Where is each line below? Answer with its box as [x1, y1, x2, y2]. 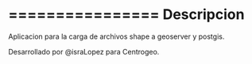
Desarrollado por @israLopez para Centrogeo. [8, 47, 160, 56]
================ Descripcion [8, 6, 245, 24]
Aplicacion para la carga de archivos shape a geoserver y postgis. [8, 32, 225, 41]
